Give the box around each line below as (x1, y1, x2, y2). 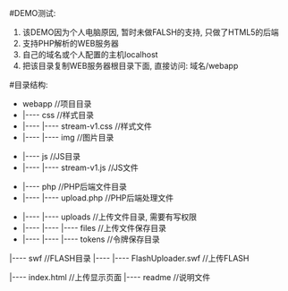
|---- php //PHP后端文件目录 (21, 182, 127, 192)
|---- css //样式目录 (21, 110, 94, 120)
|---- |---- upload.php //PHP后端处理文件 (21, 193, 174, 203)
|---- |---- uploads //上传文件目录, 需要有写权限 (21, 211, 198, 222)
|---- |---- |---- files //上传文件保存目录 (21, 223, 167, 233)
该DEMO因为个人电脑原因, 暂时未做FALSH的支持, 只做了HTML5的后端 (21, 27, 279, 38)
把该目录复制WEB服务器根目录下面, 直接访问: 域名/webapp (21, 61, 239, 71)
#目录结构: (9, 80, 48, 90)
